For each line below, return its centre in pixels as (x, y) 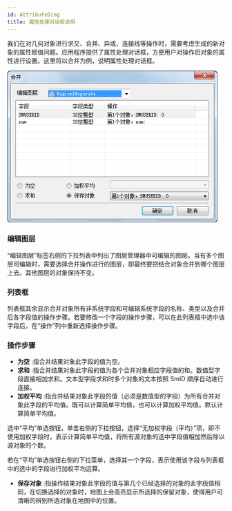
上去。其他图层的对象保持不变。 (52, 272)
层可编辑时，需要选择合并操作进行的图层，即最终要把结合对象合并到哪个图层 (116, 264)
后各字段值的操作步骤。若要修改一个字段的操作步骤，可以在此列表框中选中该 (116, 317)
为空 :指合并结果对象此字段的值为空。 (70, 362)
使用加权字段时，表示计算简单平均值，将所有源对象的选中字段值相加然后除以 (116, 437)
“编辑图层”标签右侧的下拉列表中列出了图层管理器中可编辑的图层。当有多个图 (116, 255)
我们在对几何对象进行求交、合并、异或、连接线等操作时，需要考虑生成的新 (113, 43)
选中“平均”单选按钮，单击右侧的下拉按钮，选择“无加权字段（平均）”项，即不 (114, 428)
